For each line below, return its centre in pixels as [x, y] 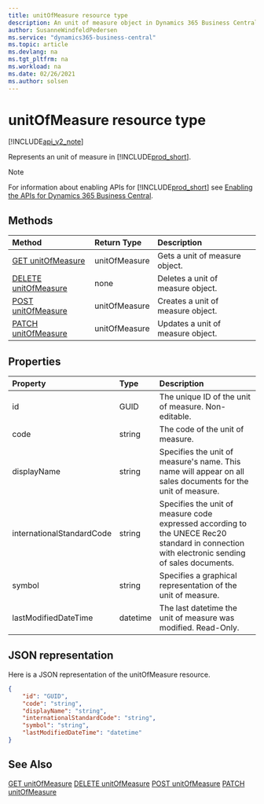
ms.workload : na [35, 67]
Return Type [118, 243]
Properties [35, 361]
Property [29, 384]
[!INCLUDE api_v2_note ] [46, 141]
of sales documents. [196, 563]
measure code [186, 514]
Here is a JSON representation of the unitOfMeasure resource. [109, 674]
